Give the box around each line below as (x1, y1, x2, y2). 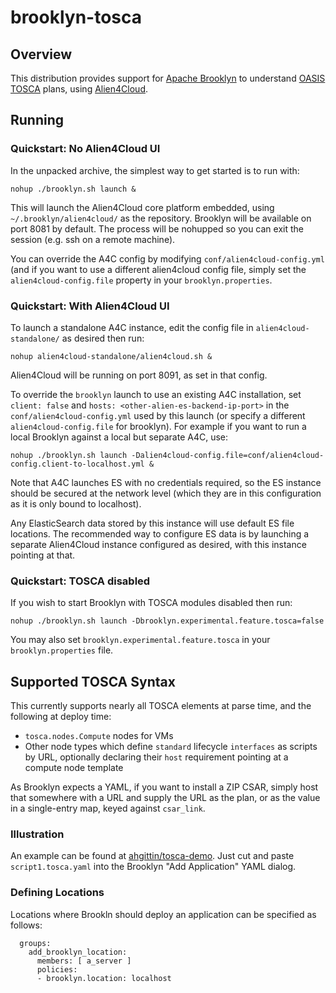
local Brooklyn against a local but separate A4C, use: (10, 431, 229, 443)
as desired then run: (61, 332, 145, 344)
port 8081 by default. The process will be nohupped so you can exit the (10, 222, 304, 235)
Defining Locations (10, 886, 105, 900)
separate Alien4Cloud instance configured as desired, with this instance (10, 538, 307, 550)
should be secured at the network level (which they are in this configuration (10, 487, 322, 499)
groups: (19, 938, 52, 948)
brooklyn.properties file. (10, 644, 114, 656)
